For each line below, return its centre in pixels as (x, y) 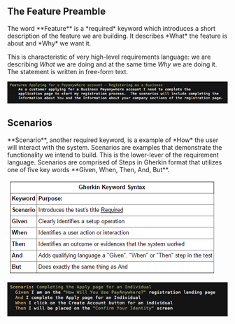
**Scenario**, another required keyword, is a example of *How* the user (113, 140)
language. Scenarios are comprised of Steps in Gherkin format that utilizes (115, 162)
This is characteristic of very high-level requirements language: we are (109, 57)
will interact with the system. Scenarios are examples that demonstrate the (115, 147)
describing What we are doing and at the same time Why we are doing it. (112, 64)
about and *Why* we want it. (49, 43)
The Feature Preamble (57, 12)
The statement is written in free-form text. (67, 71)
